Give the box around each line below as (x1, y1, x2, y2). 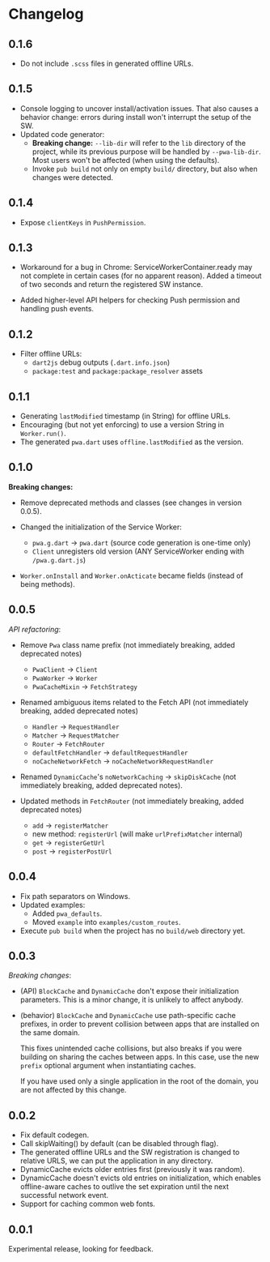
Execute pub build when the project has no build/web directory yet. (19, 926, 246, 935)
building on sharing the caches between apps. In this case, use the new (19, 1052, 259, 1062)
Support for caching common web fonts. (19, 1199, 156, 1209)
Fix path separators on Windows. (19, 891, 131, 901)
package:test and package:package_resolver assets (32, 366, 204, 376)
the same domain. (19, 1028, 81, 1037)
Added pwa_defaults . (32, 909, 103, 918)
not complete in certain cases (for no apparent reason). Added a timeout (19, 271, 262, 280)
